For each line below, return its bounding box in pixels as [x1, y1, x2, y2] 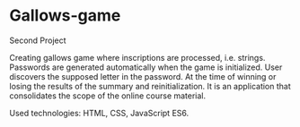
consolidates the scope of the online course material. [9, 90, 207, 101]
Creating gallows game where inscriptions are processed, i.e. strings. [9, 52, 266, 63]
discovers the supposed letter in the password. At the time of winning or [9, 71, 277, 81]
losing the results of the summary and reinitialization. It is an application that [9, 80, 292, 91]
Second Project [9, 35, 66, 46]
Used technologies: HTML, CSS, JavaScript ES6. [9, 107, 190, 118]
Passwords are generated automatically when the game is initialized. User [9, 62, 283, 72]
